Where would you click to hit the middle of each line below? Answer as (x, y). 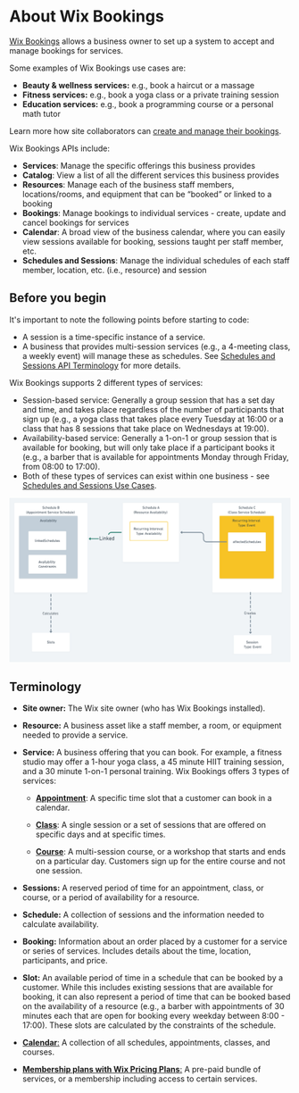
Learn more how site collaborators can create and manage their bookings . (145, 130)
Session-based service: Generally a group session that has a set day (148, 400)
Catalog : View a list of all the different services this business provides (150, 175)
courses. (38, 1052)
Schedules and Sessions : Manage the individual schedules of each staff (156, 260)
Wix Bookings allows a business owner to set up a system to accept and (142, 41)
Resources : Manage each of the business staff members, (128, 184)
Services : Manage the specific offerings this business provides (139, 165)
